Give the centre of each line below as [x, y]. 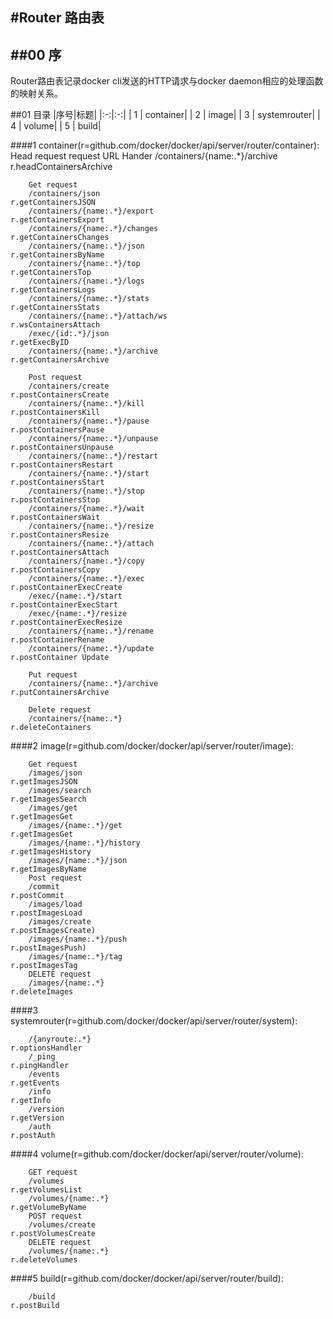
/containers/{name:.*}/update [91, 649]
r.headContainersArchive [61, 167]
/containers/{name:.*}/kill [86, 404]
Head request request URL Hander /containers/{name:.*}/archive [144, 156]
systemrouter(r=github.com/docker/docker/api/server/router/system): [154, 1021]
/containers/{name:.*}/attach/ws [98, 316]
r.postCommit [37, 896]
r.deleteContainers [51, 728]
